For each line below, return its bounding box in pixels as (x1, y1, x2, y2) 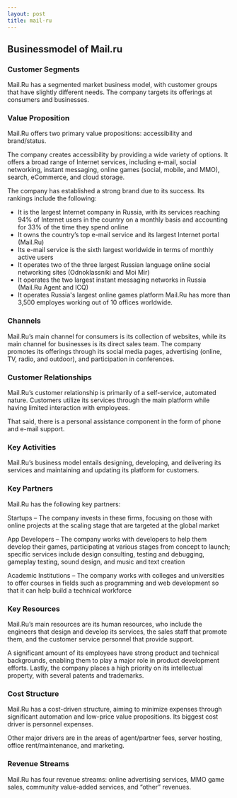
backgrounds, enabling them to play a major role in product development (7, 656, 219, 664)
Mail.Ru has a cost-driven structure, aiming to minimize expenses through (7, 705, 223, 714)
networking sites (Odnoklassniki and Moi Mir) (17, 268, 150, 277)
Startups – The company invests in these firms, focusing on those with (7, 513, 213, 522)
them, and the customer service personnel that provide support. (7, 634, 195, 643)
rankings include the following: (7, 194, 97, 203)
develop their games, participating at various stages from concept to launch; (7, 542, 231, 551)
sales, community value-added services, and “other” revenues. (7, 782, 192, 791)
